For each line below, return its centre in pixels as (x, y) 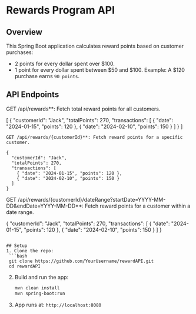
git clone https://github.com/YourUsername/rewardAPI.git (81, 261)
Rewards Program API (61, 10)
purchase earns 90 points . (47, 76)
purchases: (20, 52)
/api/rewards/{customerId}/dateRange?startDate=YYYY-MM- (92, 199)
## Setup (17, 245)
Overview (24, 32)
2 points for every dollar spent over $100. (64, 64)
